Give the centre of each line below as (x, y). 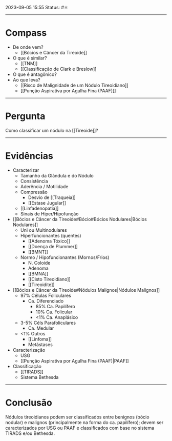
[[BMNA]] (38, 273)
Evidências (29, 156)
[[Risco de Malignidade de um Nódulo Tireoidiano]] (74, 85)
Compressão (34, 192)
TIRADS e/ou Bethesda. (30, 433)
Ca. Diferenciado (46, 301)
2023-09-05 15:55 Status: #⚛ (37, 7)
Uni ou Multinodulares (44, 230)
